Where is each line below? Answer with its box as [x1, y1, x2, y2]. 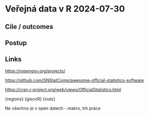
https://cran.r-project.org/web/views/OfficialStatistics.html [5, 87, 122, 92]
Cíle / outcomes [5, 23, 54, 31]
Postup [5, 39, 27, 47]
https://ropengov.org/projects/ [5, 68, 66, 74]
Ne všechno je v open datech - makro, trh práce [5, 105, 101, 111]
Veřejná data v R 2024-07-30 [5, 3, 125, 14]
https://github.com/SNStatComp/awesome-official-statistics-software [5, 77, 144, 83]
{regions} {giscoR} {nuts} [5, 96, 55, 102]
